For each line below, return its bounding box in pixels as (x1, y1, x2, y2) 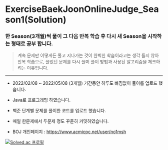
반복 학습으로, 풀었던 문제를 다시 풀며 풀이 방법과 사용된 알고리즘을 (17, 59, 147, 65)
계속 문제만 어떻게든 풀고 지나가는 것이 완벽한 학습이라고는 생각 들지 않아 (17, 52, 159, 58)
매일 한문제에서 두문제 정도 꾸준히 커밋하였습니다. (12, 118, 109, 124)
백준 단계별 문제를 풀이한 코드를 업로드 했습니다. (12, 108, 106, 114)
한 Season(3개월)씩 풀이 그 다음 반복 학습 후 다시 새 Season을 (5, 33, 146, 40)
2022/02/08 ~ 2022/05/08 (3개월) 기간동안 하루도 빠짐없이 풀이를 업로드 (12, 80, 157, 86)
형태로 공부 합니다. (10, 40, 53, 47)
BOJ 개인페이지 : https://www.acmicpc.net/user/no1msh (12, 129, 126, 135)
